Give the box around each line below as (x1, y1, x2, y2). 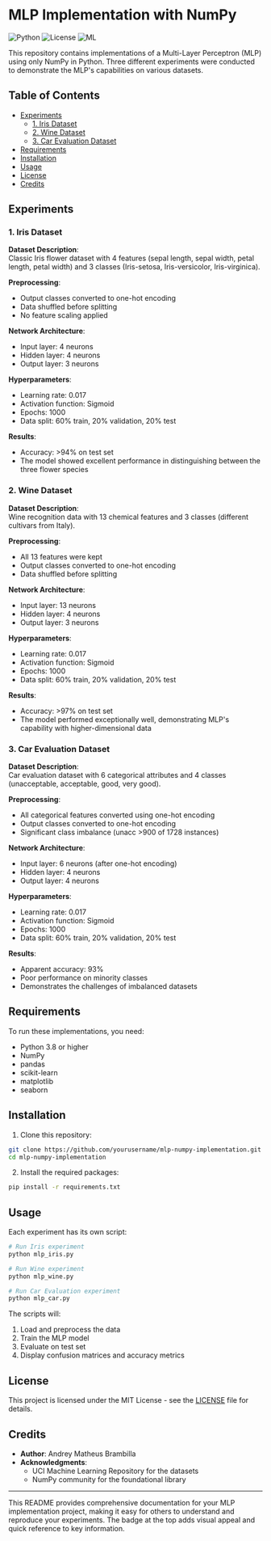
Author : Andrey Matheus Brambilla (19, 1449, 136, 1459)
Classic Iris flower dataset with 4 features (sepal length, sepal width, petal (8, 253, 255, 264)
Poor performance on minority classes (19, 973, 148, 983)
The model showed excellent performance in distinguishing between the (19, 456, 261, 466)
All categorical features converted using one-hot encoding (19, 810, 215, 820)
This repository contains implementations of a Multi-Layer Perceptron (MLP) (8, 48, 262, 57)
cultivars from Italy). (8, 520, 75, 530)
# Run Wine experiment (8, 1264, 85, 1273)
